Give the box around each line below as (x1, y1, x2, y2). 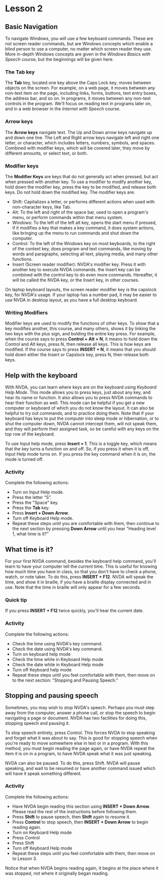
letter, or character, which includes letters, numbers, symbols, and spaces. (5, 139, 156, 145)
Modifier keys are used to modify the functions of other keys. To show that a (5, 320, 159, 327)
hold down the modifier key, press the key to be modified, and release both (5, 184, 157, 190)
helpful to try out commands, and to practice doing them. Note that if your (5, 411, 154, 416)
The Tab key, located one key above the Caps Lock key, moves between (5, 80, 151, 86)
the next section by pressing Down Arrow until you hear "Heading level (12, 526, 156, 532)
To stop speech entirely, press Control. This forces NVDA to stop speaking (5, 730, 155, 736)
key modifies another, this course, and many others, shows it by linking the (5, 326, 156, 331)
